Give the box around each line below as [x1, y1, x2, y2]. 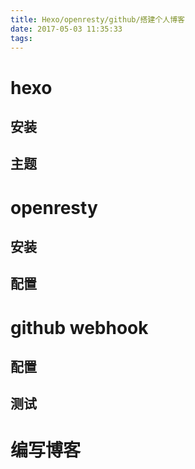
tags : [10, 33, 33, 43]
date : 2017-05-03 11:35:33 [10, 24, 123, 34]
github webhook [10, 316, 149, 339]
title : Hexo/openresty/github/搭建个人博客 [10, 14, 185, 25]
